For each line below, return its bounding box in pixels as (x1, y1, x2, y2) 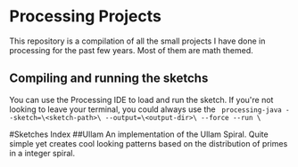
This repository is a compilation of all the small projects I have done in (9, 36, 266, 46)
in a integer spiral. (9, 147, 76, 158)
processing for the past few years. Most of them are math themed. (9, 44, 254, 55)
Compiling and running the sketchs (9, 71, 209, 86)
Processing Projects (9, 6, 162, 27)
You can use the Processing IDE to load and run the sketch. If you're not (9, 94, 274, 105)
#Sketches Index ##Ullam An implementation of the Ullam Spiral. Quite (9, 129, 269, 139)
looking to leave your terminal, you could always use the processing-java (9, 104, 283, 115)
